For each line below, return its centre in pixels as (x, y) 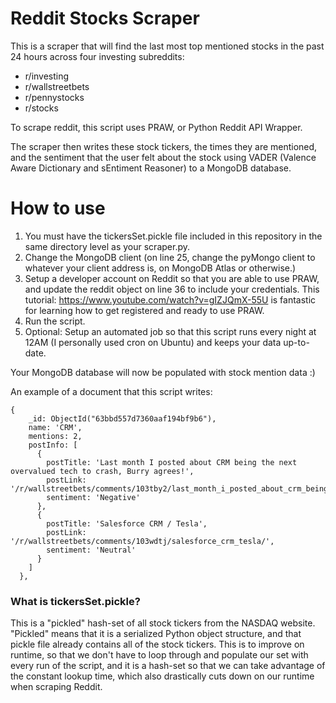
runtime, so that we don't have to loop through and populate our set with (159, 655)
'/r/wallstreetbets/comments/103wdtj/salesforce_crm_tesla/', (142, 541)
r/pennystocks (54, 97)
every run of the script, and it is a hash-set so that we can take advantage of (168, 666)
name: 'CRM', (55, 427)
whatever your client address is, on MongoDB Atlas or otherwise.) (160, 268)
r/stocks (41, 108)
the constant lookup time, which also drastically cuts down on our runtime (162, 676)
